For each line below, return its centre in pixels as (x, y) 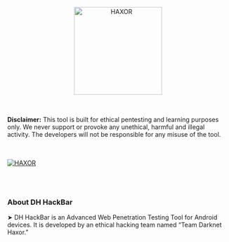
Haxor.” (18, 232)
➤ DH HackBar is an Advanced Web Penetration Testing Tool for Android (112, 217)
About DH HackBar (40, 202)
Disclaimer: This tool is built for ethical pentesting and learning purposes (113, 120)
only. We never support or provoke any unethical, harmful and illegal (106, 127)
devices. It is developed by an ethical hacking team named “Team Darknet (115, 225)
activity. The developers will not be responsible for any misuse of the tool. (114, 134)
